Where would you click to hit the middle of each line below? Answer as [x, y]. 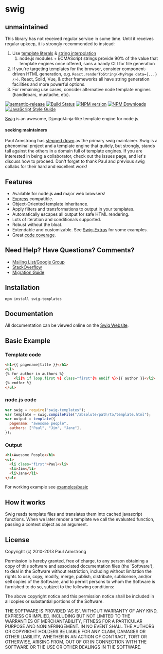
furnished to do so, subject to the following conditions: [60, 587]
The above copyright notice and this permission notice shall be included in [80, 596]
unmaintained [27, 27]
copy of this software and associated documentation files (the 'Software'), [80, 566]
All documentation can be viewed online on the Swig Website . [67, 325]
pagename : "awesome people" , [39, 424]
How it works [25, 502]
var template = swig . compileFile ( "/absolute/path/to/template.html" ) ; [78, 414]
